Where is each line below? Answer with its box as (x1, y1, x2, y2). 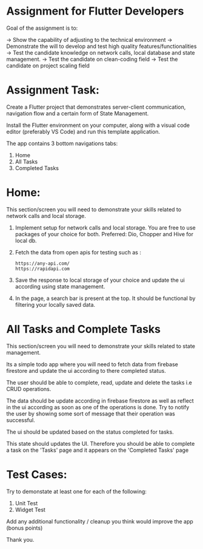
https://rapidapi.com (15, 265, 70, 271)
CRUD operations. (6, 385, 52, 392)
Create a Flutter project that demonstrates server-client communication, (6, 103, 186, 111)
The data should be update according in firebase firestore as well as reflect (6, 397, 194, 404)
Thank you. (6, 536, 35, 543)
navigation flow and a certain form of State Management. (6, 109, 149, 117)
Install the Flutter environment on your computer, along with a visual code (6, 121, 190, 129)
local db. (15, 237, 38, 244)
